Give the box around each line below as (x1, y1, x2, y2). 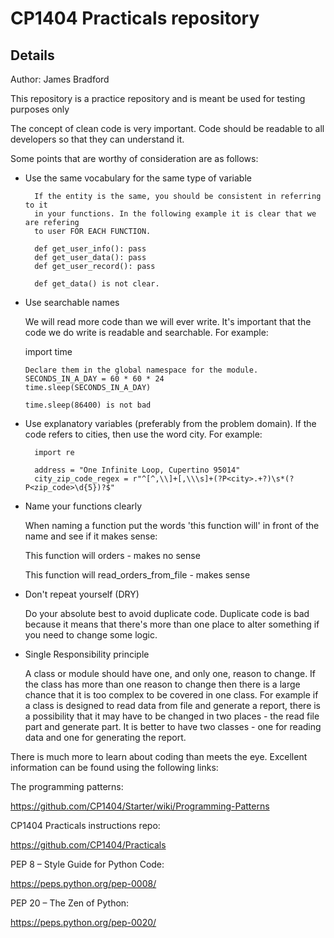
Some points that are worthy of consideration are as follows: (10, 153, 259, 164)
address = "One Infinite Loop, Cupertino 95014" (34, 465, 241, 475)
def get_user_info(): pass (34, 244, 147, 254)
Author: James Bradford (10, 73, 110, 85)
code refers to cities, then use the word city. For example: (24, 428, 263, 440)
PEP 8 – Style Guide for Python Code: (10, 858, 165, 870)
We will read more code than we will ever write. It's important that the (24, 316, 312, 327)
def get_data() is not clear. (34, 279, 160, 289)
